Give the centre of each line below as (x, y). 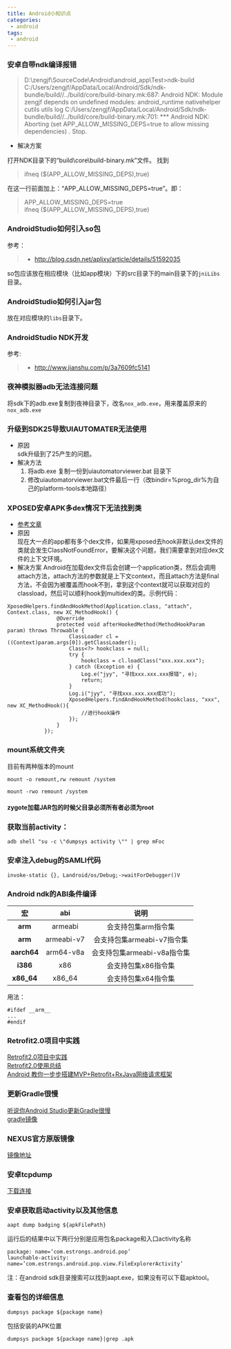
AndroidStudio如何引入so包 (54, 229)
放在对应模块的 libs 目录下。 (47, 318)
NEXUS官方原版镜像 (41, 1138)
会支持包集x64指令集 (141, 978)
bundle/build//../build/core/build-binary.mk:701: (91, 117)
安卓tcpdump (30, 1174)
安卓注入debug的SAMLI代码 (54, 861)
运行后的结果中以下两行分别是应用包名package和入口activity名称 (99, 1239)
